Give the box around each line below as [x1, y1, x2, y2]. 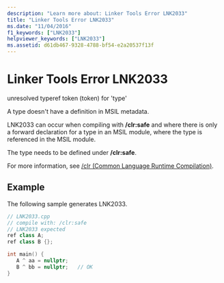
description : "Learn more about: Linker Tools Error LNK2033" [7, 10, 188, 17]
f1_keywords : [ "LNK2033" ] [7, 29, 81, 36]
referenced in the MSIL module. [7, 135, 96, 143]
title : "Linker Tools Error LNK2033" [7, 16, 115, 23]
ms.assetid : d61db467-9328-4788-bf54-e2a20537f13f [7, 42, 154, 49]
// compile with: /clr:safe [7, 219, 87, 226]
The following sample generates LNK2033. [7, 199, 128, 208]
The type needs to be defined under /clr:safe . [7, 148, 137, 156]
